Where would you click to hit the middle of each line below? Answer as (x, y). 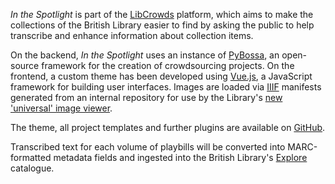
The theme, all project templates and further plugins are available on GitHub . (168, 127)
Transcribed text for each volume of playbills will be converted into (148, 147)
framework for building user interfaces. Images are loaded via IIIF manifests (166, 87)
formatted (31, 157)
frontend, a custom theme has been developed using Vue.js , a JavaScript (161, 76)
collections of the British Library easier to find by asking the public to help (162, 25)
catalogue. (32, 168)
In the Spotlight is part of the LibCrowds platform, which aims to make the (162, 14)
